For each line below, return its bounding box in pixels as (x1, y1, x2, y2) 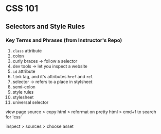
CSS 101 (5, 3, 38, 14)
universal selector (12, 99, 49, 105)
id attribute (12, 68, 36, 74)
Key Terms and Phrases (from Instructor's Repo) (5, 37, 122, 44)
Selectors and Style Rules (5, 22, 85, 31)
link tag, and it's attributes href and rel (12, 73, 93, 79)
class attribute (12, 48, 42, 53)
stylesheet (12, 94, 34, 100)
